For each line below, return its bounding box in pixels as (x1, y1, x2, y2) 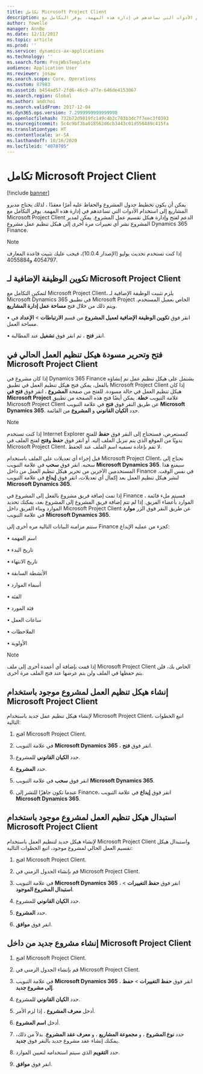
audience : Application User (7, 64, 78, 71)
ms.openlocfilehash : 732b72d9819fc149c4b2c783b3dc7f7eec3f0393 (7, 115, 169, 121)
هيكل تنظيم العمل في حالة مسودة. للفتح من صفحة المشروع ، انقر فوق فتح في (7, 388, 182, 395)
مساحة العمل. (7, 320, 39, 328)
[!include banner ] (7, 189, 50, 196)
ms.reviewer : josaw (7, 70, 56, 76)
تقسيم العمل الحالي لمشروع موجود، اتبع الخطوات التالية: (7, 844, 133, 851)
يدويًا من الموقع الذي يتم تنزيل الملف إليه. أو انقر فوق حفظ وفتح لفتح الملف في (7, 437, 183, 444)
